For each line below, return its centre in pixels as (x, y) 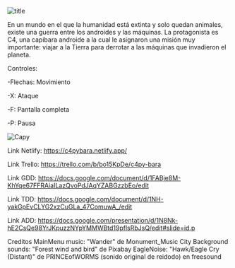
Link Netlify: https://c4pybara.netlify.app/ (67, 151)
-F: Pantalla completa (38, 109)
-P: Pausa (22, 123)
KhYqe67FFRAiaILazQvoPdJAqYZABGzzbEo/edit (78, 185)
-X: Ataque (23, 96)
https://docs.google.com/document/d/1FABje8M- (109, 178)
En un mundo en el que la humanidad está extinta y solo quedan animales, (115, 24)
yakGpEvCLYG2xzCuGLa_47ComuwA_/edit (70, 206)
